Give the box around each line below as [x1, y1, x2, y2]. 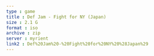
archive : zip [6, 30, 41, 36]
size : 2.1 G [6, 19, 38, 25]
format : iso [6, 24, 38, 31]
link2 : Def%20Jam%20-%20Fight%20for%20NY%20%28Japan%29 [6, 41, 149, 47]
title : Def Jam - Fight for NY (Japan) [6, 14, 107, 20]
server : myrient [6, 36, 49, 41]
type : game [6, 8, 35, 15]
